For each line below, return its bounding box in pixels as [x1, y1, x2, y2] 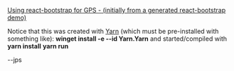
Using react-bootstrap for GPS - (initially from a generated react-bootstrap [7, 6, 226, 14]
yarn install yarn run [7, 42, 69, 50]
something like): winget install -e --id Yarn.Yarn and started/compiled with [7, 34, 228, 43]
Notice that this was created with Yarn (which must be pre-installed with [7, 27, 219, 35]
